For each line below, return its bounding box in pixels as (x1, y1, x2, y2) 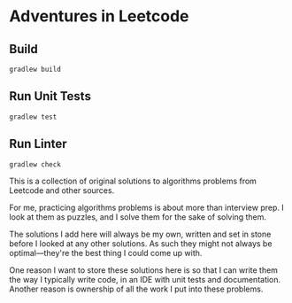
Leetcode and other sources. (9, 184, 115, 196)
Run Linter (9, 136, 68, 151)
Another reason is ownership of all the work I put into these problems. (9, 284, 264, 294)
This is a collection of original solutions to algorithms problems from (9, 175, 257, 186)
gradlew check (9, 159, 62, 169)
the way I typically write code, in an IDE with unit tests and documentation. (9, 274, 281, 284)
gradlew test (9, 113, 58, 121)
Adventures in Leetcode (9, 6, 189, 27)
